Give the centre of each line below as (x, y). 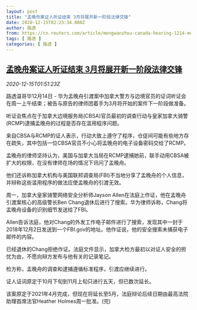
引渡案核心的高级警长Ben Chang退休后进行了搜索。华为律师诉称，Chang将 (97, 202)
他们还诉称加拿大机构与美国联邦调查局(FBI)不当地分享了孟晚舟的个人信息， (97, 175)
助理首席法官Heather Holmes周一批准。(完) (59, 301)
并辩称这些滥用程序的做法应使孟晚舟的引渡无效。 (65, 182)
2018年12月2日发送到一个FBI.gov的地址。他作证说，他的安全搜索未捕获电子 (97, 229)
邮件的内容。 (21, 236)
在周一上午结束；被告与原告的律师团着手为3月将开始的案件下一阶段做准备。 (98, 103)
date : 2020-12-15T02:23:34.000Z (45, 22)
